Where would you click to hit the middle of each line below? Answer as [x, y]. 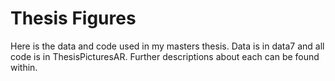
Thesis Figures [73, 18]
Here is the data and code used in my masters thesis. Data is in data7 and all [167, 46]
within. [24, 67]
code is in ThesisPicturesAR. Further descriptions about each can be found [165, 56]
